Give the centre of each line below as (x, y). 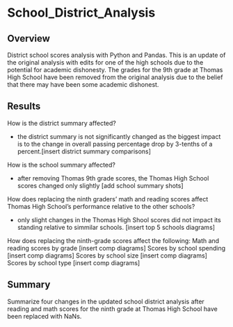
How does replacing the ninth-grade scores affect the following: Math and (113, 240)
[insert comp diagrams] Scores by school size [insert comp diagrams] (107, 255)
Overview (29, 39)
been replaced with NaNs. (45, 316)
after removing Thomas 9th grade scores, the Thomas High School (113, 178)
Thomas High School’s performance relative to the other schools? (101, 206)
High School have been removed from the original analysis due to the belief (115, 77)
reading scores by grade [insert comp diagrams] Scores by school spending (116, 248)
